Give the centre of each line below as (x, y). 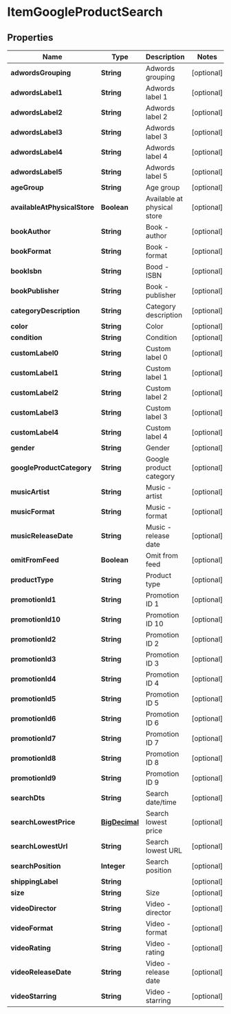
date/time (161, 802)
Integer (113, 866)
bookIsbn (26, 271)
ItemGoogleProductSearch (85, 12)
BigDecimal (120, 822)
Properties (30, 38)
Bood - (157, 267)
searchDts (28, 798)
